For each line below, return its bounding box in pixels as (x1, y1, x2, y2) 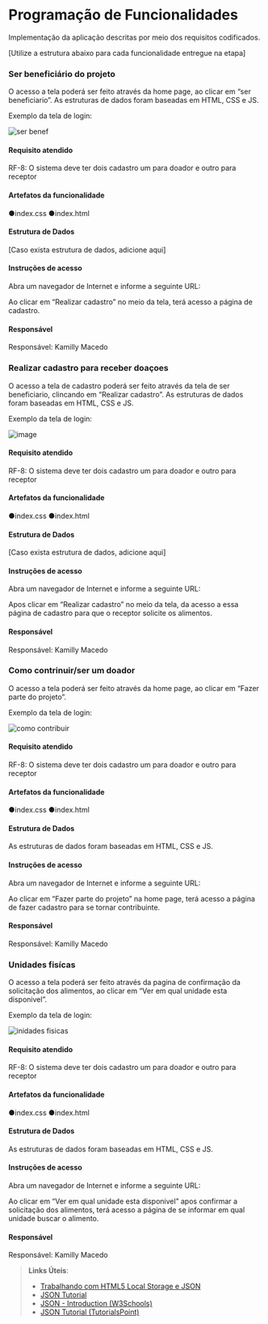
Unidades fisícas (8, 959, 76, 970)
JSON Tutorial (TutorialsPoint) (40, 1307, 140, 1317)
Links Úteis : (27, 1266, 69, 1275)
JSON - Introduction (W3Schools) (40, 1299, 153, 1309)
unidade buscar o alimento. (8, 1213, 99, 1223)
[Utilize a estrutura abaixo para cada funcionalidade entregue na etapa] (8, 48, 246, 57)
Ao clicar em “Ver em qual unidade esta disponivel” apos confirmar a (8, 1196, 238, 1206)
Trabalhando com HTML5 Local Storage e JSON (40, 1281, 201, 1292)
